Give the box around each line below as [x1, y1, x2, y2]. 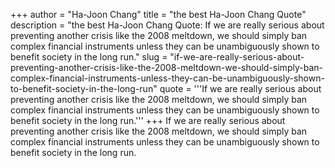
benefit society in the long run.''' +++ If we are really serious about [10, 115, 286, 126]
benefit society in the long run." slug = [10, 51, 168, 63]
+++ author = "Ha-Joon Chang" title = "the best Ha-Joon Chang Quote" [10, 9, 307, 20]
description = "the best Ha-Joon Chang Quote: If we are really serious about [10, 19, 325, 31]
